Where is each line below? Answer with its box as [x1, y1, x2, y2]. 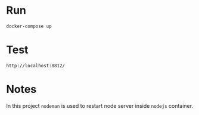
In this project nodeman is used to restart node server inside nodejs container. [6, 102, 194, 109]
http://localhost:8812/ [6, 63, 66, 69]
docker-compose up [6, 23, 52, 29]
